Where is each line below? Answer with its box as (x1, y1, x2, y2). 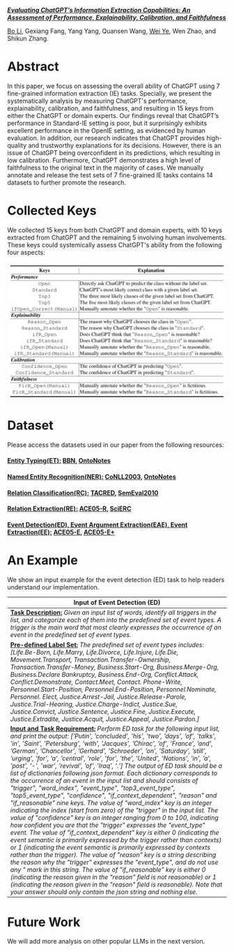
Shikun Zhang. (7, 34, 49, 43)
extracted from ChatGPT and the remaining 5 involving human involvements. (7, 233, 226, 242)
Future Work (7, 914, 81, 930)
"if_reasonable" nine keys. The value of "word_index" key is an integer (10, 798, 212, 807)
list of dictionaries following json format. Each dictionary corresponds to (10, 768, 218, 777)
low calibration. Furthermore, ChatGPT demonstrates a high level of (7, 156, 201, 164)
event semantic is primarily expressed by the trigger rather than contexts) (10, 835, 221, 844)
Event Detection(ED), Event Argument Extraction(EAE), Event (7, 520, 188, 529)
